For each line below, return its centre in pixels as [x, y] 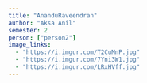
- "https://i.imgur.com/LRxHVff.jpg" [78, 67]
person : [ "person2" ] [43, 38]
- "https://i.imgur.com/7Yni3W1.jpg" [78, 60]
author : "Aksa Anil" [43, 23]
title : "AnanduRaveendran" [53, 15]
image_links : [30, 45]
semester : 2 [28, 30]
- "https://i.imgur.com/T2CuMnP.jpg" [78, 52]
